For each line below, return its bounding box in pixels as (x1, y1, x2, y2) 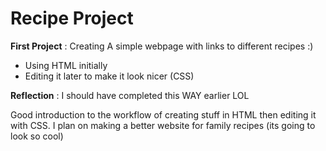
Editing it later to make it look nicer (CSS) (24, 70, 195, 82)
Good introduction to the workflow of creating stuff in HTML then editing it (10, 108, 317, 121)
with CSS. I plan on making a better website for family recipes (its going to (10, 119, 316, 131)
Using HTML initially (24, 59, 108, 71)
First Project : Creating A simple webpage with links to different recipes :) (10, 40, 314, 52)
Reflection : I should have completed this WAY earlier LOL (10, 89, 250, 101)
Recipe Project (10, 7, 134, 30)
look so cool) (10, 130, 64, 142)
